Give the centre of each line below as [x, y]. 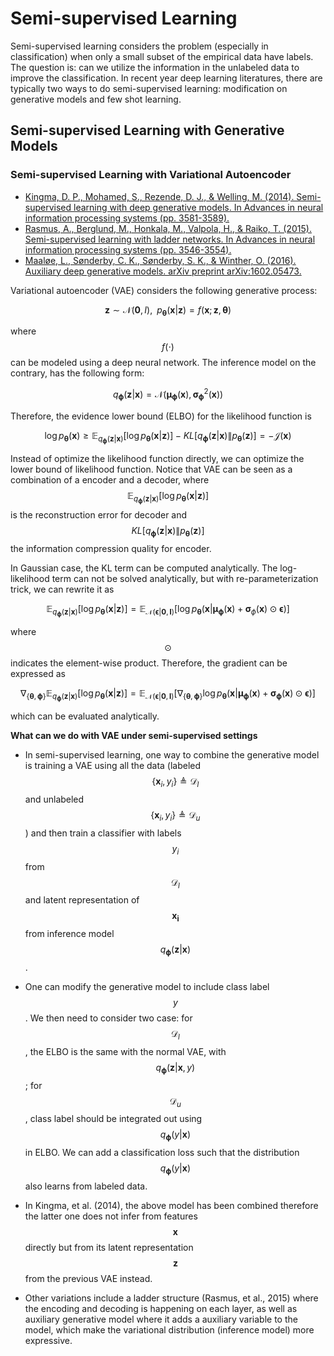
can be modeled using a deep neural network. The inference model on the [163, 363]
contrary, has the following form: [77, 373]
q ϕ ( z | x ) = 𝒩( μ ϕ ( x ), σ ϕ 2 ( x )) [168, 394]
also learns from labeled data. [86, 1186]
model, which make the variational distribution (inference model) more [169, 1329]
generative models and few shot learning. [96, 99]
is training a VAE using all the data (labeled [113, 766]
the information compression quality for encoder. [111, 548]
